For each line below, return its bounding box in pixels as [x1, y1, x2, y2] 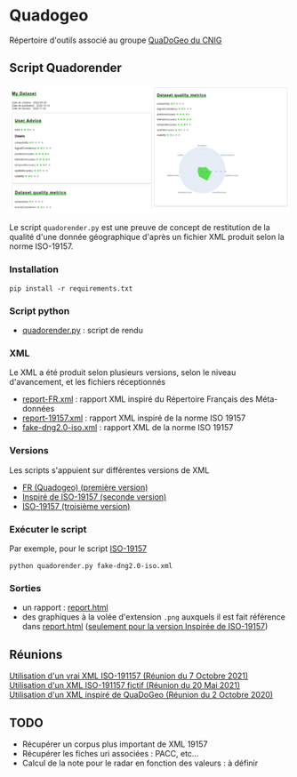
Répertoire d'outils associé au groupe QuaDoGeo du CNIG [9, 35, 222, 45]
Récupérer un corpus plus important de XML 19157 [21, 739, 208, 749]
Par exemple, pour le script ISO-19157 [9, 543, 148, 554]
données [21, 404, 55, 414]
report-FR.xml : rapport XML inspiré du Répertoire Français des [21, 394, 254, 405]
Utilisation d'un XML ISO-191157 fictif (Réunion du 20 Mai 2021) [9, 680, 241, 691]
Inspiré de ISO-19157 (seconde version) [21, 491, 167, 502]
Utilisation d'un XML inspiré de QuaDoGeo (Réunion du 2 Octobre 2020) [9, 690, 274, 701]
